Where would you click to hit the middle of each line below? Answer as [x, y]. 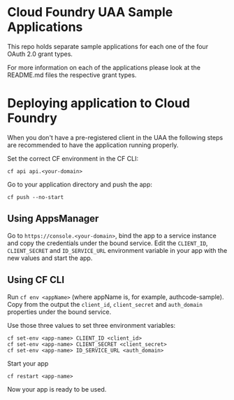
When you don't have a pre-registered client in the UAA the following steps [115, 137]
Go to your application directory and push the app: [80, 184]
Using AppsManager [53, 219]
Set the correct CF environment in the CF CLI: [73, 158]
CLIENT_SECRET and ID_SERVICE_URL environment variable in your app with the [117, 250]
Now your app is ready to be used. [57, 389]
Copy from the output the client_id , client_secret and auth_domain [105, 304]
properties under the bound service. [59, 312]
